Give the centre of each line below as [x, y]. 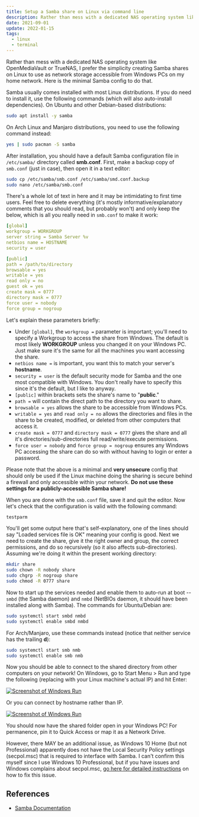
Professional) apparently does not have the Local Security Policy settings [95, 750]
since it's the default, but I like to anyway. [65, 388]
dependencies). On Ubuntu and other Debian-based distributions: [86, 105]
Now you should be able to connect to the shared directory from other [92, 667]
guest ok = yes [25, 287]
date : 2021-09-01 [28, 23]
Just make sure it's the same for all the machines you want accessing [99, 350]
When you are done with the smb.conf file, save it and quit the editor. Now [96, 499]
